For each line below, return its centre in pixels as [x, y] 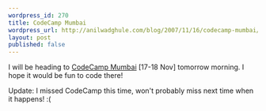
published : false [37, 45]
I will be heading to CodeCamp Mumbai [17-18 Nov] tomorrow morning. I [126, 67]
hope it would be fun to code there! [66, 76]
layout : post [30, 37]
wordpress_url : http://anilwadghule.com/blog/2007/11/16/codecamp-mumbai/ [134, 30]
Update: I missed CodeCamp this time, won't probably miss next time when [131, 91]
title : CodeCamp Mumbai [47, 23]
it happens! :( [30, 99]
